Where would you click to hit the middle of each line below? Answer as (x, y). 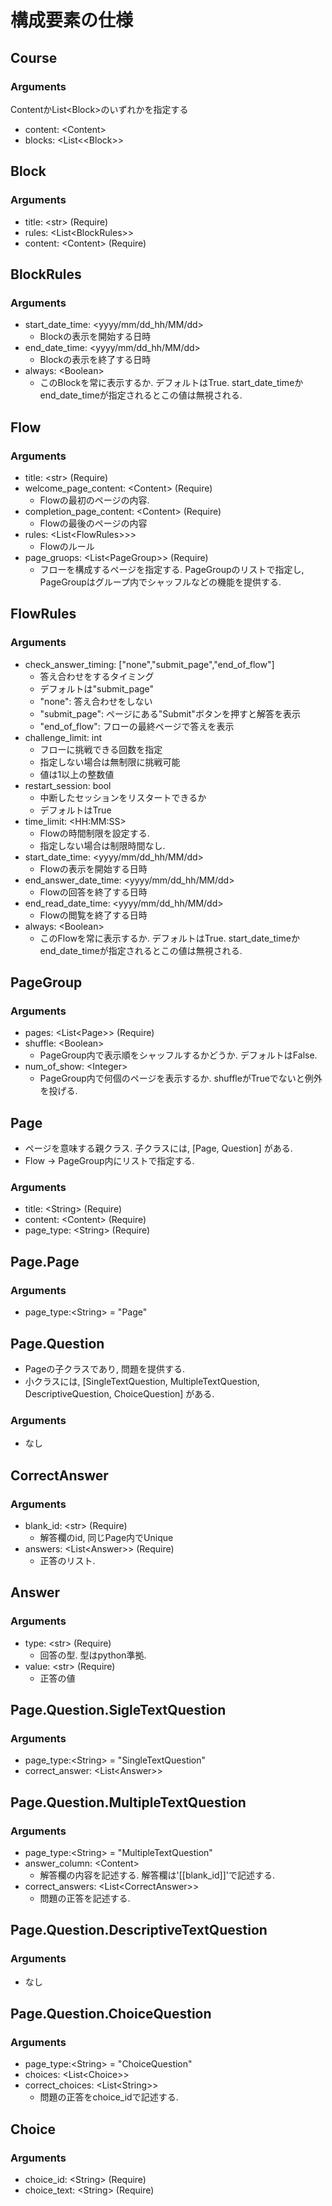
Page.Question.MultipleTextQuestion (128, 1802)
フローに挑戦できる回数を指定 (101, 749)
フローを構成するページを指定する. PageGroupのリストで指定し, (172, 569)
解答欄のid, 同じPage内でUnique (106, 1537)
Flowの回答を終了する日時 (93, 892)
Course (34, 57)
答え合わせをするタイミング (97, 676)
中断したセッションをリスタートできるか (123, 797)
